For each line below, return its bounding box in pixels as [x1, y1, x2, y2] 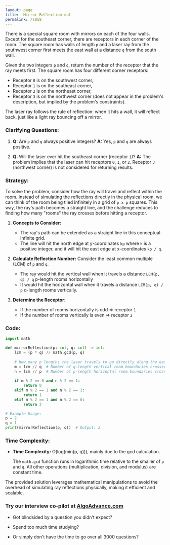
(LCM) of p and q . [12, 261, 49, 267]
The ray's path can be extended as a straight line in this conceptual [20, 229, 161, 236]
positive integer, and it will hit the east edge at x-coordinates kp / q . [20, 245, 163, 251]
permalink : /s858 [5, 17, 42, 22]
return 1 [23, 392, 42, 397]
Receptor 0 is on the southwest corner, [12, 77, 94, 84]
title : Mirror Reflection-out [5, 12, 71, 17]
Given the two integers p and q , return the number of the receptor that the [5, 62, 158, 68]
